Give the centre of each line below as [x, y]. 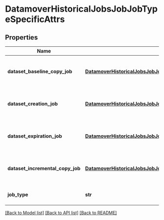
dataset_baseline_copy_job [40, 71]
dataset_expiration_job [35, 136]
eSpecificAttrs [35, 19]
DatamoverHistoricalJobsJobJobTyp [81, 9]
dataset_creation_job [33, 104]
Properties [21, 37]
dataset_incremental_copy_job [44, 168]
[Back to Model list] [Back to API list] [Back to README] [61, 213]
